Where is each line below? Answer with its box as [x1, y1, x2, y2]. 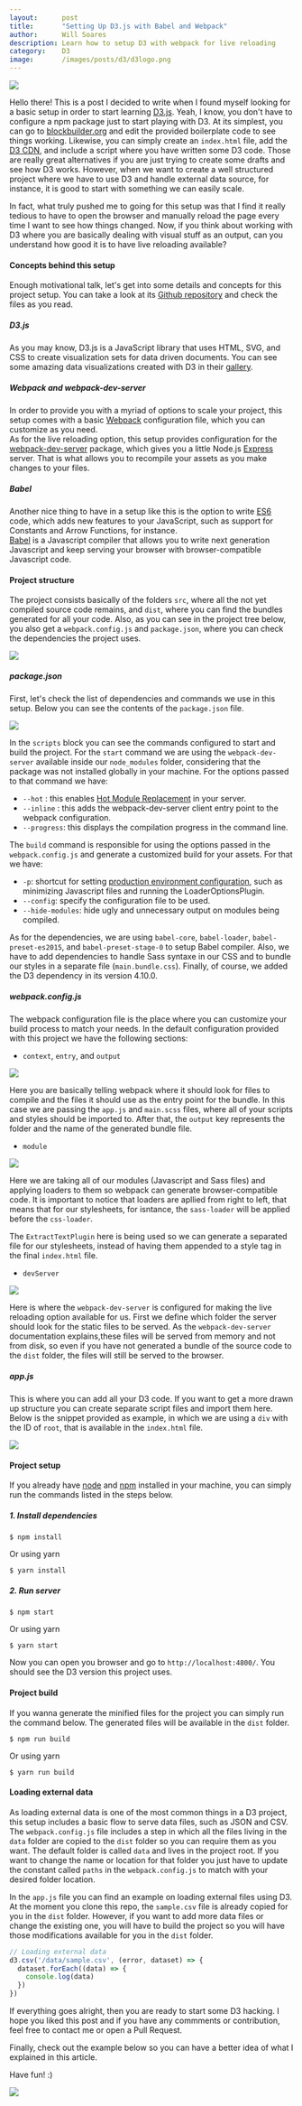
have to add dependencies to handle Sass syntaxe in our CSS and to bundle [9, 951, 291, 962]
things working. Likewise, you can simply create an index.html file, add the [9, 135, 288, 145]
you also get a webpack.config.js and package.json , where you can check [9, 624, 284, 635]
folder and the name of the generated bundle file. [9, 1123, 192, 1134]
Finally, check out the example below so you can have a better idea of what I [9, 2042, 294, 2054]
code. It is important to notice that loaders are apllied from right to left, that [9, 1194, 287, 1205]
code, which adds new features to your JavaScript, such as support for [9, 515, 273, 526]
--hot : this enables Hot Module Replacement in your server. [22, 793, 247, 804]
